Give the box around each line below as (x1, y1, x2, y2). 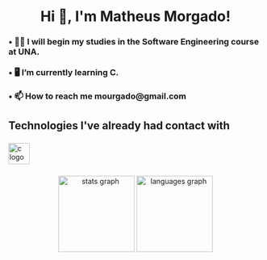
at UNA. (8, 46, 40, 57)
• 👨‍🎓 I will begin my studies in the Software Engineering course (8, 36, 260, 48)
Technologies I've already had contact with (8, 119, 230, 132)
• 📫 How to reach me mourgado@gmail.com (8, 90, 187, 102)
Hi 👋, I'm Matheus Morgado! (40, 7, 232, 26)
